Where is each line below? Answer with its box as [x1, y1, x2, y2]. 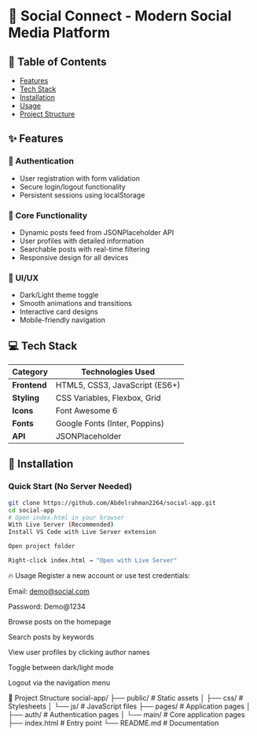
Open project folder [8, 543, 76, 550]
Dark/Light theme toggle [19, 290, 99, 300]
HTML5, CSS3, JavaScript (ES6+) [55, 380, 181, 391]
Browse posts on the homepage [8, 616, 112, 626]
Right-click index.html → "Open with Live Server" [8, 557, 178, 565]
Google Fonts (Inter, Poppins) [55, 418, 165, 429]
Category [12, 366, 49, 377]
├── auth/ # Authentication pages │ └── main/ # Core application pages [8, 709, 245, 719]
